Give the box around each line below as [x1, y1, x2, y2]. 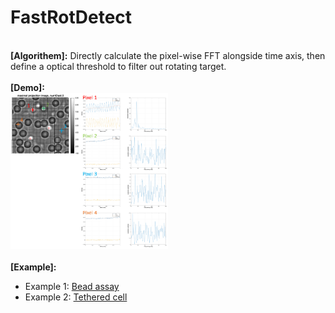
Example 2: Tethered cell [24, 291, 128, 303]
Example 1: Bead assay [24, 280, 120, 292]
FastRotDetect [10, 6, 133, 29]
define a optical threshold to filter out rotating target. [10, 60, 227, 72]
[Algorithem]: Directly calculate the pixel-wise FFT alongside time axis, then [10, 49, 326, 61]
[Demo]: [10, 81, 46, 93]
